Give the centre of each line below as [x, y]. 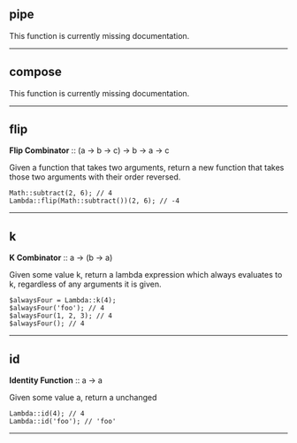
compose [35, 72]
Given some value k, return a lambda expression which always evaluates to [146, 275]
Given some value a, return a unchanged [83, 398]
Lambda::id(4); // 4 [47, 414]
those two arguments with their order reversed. [95, 177]
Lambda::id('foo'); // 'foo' [63, 422]
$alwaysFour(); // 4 [47, 324]
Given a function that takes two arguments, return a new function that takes [147, 168]
